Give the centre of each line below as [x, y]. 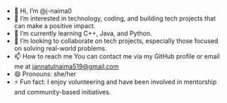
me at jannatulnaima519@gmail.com [66, 66]
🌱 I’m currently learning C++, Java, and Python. [83, 33]
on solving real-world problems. [60, 48]
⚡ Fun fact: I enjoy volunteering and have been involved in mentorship [115, 82]
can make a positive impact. [55, 26]
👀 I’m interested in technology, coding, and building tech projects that [115, 18]
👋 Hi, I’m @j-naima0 [43, 11]
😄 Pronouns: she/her [45, 74]
